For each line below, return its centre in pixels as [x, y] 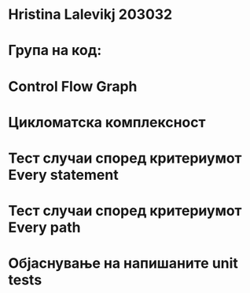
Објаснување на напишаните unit [123, 264]
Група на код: [55, 51]
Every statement [64, 175]
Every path [44, 227]
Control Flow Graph [73, 86]
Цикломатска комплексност [107, 122]
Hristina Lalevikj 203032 [90, 15]
